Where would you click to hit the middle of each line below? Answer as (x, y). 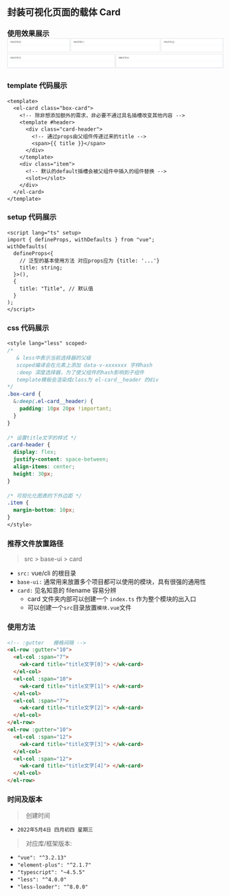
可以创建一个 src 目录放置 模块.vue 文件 (79, 608)
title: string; (41, 267)
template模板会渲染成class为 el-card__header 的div (88, 380)
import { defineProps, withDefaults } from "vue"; (81, 239)
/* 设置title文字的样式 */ (42, 438)
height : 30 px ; (33, 474)
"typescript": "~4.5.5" (51, 873)
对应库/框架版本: (49, 844)
